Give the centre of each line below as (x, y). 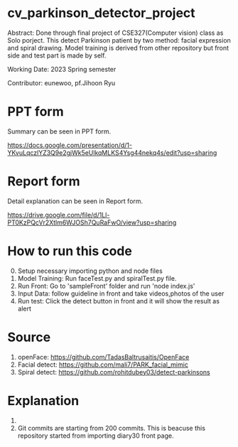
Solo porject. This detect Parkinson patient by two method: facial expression (119, 40)
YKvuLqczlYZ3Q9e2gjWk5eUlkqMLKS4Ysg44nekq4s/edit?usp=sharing (112, 152)
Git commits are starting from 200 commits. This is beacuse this (112, 428)
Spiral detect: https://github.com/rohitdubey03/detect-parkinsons (114, 372)
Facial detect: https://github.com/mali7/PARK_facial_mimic (103, 365)
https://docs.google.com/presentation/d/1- (70, 145)
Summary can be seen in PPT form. (59, 131)
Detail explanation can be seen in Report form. (75, 201)
